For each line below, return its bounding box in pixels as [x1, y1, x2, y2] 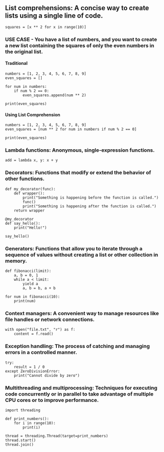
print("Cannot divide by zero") [14, 373, 80, 378]
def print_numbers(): [5, 416, 49, 421]
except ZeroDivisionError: [5, 369, 60, 373]
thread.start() [5, 438, 36, 443]
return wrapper [14, 208, 45, 213]
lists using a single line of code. [5, 12, 103, 20]
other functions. [5, 175, 45, 182]
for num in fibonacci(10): [5, 294, 60, 299]
